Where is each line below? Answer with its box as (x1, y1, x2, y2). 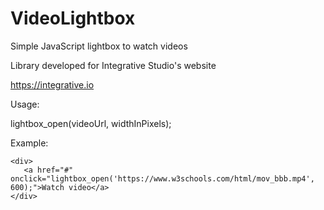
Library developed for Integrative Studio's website (10, 59, 217, 71)
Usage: (10, 98, 40, 110)
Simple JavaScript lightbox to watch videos (10, 40, 188, 52)
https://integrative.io (10, 78, 95, 91)
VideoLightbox (10, 7, 136, 30)
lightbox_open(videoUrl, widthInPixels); (10, 117, 172, 129)
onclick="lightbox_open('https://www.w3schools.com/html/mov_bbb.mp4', (10, 173, 315, 184)
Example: (10, 137, 49, 149)
